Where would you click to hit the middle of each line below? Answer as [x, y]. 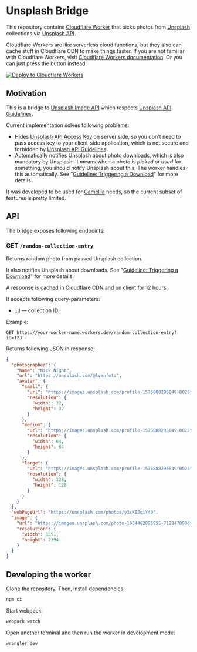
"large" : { [35, 463]
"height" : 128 [49, 485]
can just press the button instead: [46, 63]
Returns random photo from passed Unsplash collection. [74, 258]
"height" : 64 [48, 447]
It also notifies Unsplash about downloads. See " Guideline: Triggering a [92, 270]
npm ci [14, 600]
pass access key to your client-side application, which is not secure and [101, 143]
